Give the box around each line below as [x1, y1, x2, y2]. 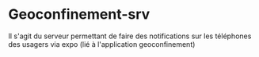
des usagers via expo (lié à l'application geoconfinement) [8, 39, 196, 48]
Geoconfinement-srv [8, 5, 150, 23]
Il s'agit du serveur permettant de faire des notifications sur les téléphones [8, 31, 252, 41]
